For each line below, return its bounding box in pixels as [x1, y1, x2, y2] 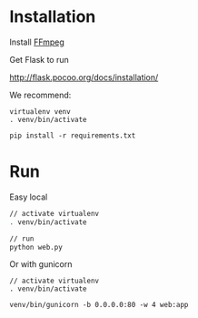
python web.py [9, 242, 64, 251]
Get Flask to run [9, 54, 70, 65]
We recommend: [9, 89, 72, 100]
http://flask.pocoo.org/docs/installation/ [9, 71, 159, 83]
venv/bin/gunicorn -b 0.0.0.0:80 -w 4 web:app [9, 301, 189, 310]
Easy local [9, 191, 48, 202]
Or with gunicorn [9, 259, 73, 270]
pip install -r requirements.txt [9, 130, 136, 140]
